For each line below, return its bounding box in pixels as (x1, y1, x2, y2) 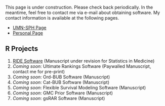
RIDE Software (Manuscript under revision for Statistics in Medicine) (12, 58, 155, 64)
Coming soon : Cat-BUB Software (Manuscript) (12, 79, 110, 85)
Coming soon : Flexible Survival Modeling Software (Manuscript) (12, 84, 146, 90)
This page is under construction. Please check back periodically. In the (5, 5, 153, 10)
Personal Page (12, 30, 43, 36)
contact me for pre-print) (12, 68, 65, 74)
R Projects (5, 45, 38, 53)
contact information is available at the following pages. (5, 15, 119, 21)
